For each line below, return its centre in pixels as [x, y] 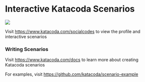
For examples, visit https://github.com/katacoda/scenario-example [72, 74]
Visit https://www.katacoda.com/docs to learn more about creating [72, 60]
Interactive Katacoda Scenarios [70, 9]
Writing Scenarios [27, 49]
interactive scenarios [26, 36]
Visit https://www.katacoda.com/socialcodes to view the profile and [73, 31]
